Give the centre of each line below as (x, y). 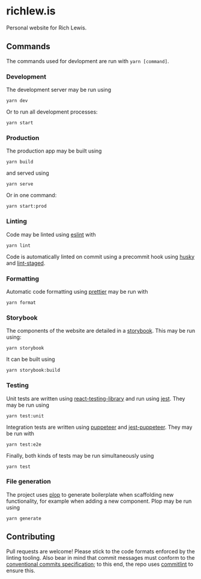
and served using (28, 173)
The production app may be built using (54, 151)
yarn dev (17, 101)
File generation (28, 482)
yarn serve (20, 184)
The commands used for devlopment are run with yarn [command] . (88, 61)
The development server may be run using (59, 90)
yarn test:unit (25, 416)
